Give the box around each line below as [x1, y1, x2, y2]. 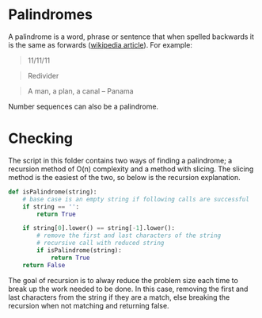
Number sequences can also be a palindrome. [8, 102, 159, 111]
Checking [8, 129, 74, 148]
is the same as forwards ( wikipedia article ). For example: [8, 40, 192, 49]
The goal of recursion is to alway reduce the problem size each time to [8, 275, 239, 285]
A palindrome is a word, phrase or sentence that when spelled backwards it [8, 32, 255, 41]
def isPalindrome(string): [8, 188, 97, 196]
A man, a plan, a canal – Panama [27, 86, 134, 96]
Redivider [27, 71, 59, 80]
